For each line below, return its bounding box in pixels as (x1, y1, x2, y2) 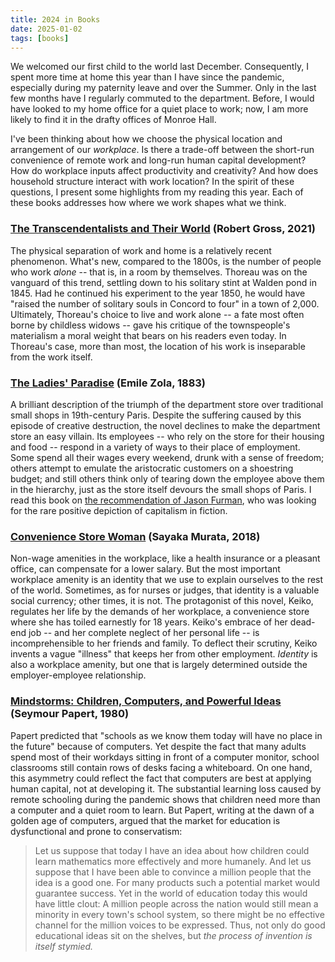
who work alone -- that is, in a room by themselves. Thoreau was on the (10, 266, 308, 278)
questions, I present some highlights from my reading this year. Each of (10, 186, 304, 198)
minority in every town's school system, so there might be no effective (34, 908, 325, 920)
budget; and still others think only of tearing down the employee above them (10, 472, 325, 485)
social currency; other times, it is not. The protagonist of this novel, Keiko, (10, 595, 314, 607)
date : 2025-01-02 (10, 24, 83, 34)
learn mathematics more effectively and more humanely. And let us (34, 855, 312, 867)
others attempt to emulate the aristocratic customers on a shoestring (10, 462, 294, 474)
